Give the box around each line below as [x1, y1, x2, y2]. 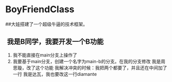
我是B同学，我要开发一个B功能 [7, 37, 104, 46]
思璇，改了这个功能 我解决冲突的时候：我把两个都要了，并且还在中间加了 [12, 65, 167, 71]
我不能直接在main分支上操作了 [12, 52, 78, 58]
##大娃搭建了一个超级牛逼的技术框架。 [5, 21, 88, 27]
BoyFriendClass [5, 4, 74, 15]
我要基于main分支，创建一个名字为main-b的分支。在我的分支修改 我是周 [12, 58, 166, 64]
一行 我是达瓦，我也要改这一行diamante [12, 71, 97, 77]
